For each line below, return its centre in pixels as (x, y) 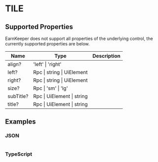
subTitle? (18, 96)
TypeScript (19, 154)
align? (15, 64)
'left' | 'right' (47, 64)
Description (106, 56)
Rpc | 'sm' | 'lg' (50, 88)
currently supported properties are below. (47, 44)
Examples (20, 122)
